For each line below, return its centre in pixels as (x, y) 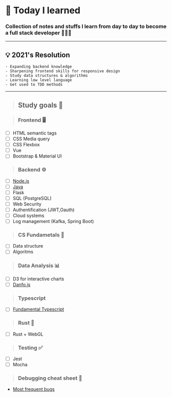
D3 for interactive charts (38, 279)
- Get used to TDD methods (34, 85)
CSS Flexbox (26, 145)
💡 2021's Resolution (38, 55)
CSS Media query (31, 139)
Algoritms (23, 252)
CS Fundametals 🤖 (41, 235)
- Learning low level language (39, 80)
